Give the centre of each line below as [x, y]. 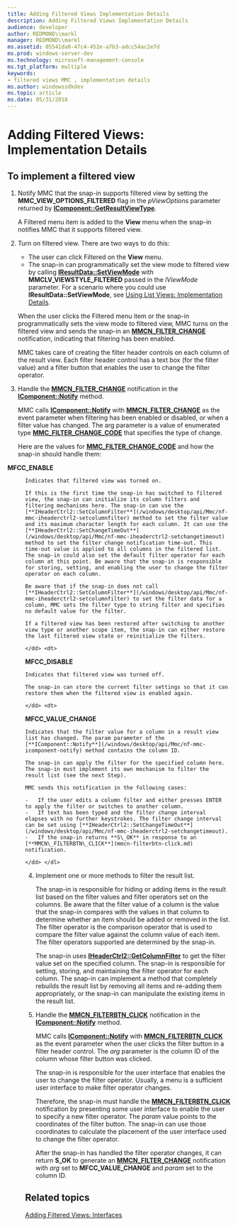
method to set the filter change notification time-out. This [119, 543]
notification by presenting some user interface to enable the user [130, 1109]
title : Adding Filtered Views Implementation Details [89, 14]
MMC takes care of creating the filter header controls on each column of [124, 352]
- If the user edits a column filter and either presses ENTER [123, 800]
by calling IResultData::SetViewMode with [91, 272]
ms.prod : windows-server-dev [50, 54]
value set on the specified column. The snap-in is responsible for [130, 963]
